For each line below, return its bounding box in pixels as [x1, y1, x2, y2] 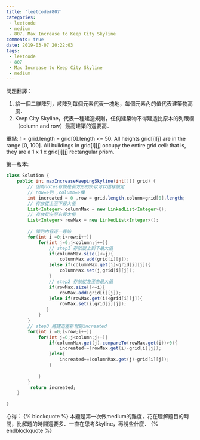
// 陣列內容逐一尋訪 [27, 228, 72, 234]
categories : [6, 14, 36, 20]
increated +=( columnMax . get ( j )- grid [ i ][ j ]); [59, 357, 170, 363]
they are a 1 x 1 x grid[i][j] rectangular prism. [6, 148, 115, 156]
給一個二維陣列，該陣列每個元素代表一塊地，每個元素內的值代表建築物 [14, 100, 188, 107]
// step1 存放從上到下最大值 [48, 245, 113, 251]
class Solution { [6, 173, 50, 179]
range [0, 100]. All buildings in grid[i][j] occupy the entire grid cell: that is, [6, 142, 186, 149]
